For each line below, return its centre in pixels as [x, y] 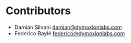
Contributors [38, 11]
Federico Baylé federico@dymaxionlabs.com [69, 33]
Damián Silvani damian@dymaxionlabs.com [68, 27]
